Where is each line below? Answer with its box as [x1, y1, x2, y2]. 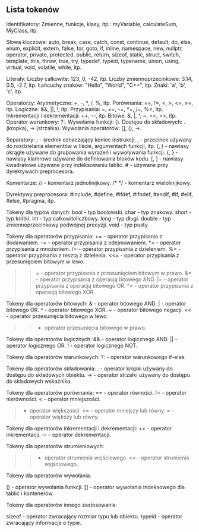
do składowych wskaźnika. [6, 377, 72, 385]
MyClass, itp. [6, 27, 39, 34]
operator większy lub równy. [29, 413, 99, 420]
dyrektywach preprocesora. [6, 168, 74, 175]
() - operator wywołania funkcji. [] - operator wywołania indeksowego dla [6, 483, 185, 490]
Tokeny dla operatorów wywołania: [6, 472, 91, 479]
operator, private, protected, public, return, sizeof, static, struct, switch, [6, 51, 181, 58]
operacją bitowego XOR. [35, 288, 95, 295]
